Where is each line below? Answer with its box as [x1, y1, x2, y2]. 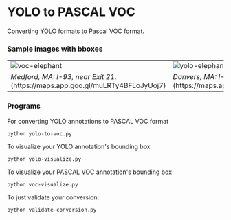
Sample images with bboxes [7, 44, 103, 54]
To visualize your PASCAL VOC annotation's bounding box [7, 168, 173, 176]
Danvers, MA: [173, 72, 217, 82]
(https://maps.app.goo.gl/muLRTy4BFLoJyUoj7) [10, 80, 166, 90]
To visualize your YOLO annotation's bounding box [7, 142, 151, 151]
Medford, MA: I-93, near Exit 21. [10, 72, 117, 82]
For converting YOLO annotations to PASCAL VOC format [7, 117, 169, 125]
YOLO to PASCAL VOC [7, 4, 135, 20]
